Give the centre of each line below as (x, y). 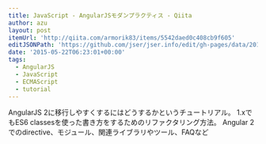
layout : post (30, 30)
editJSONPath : (32, 45)
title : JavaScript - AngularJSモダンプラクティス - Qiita (100, 15)
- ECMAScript (37, 81)
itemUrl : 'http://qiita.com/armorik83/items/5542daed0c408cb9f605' (122, 38)
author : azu (28, 23)
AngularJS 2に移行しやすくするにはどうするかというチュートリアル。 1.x (127, 112)
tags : (17, 60)
